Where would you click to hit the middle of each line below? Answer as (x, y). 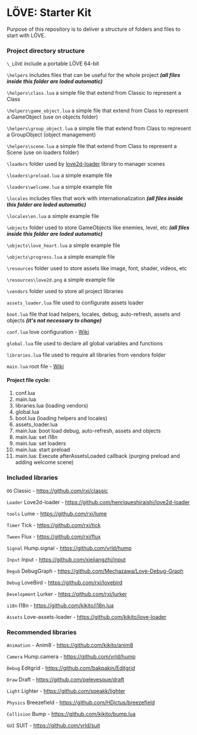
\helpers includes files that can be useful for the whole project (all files (93, 75)
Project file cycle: (29, 380)
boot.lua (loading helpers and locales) (61, 418)
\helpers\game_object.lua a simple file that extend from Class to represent (98, 111)
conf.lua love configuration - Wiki (48, 332)
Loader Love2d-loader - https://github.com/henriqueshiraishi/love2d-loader (98, 502)
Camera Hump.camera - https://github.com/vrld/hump (71, 657)
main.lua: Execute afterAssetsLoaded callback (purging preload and (98, 456)
